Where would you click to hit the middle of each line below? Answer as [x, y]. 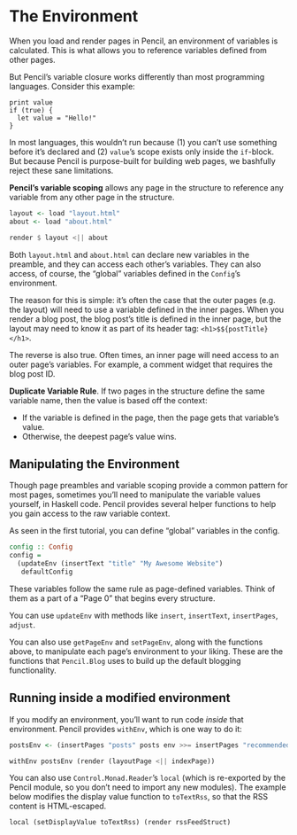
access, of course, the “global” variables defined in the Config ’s [125, 273]
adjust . [22, 624]
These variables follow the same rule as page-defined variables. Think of [142, 589]
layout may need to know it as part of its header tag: [104, 328]
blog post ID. [32, 373]
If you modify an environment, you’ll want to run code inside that [127, 719]
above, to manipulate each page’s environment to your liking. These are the [146, 651]
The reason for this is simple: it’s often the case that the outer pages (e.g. [142, 300]
